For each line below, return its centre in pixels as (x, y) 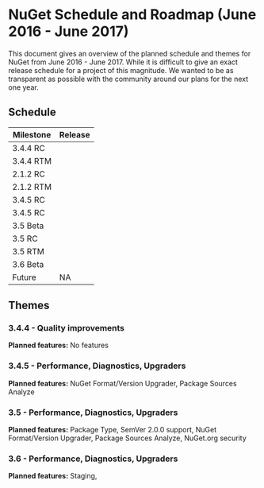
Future (25, 277)
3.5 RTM (29, 251)
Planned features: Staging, (53, 476)
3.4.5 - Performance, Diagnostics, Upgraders (97, 366)
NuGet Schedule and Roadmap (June (132, 15)
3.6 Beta (28, 264)
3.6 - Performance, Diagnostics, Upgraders (93, 459)
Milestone (32, 134)
